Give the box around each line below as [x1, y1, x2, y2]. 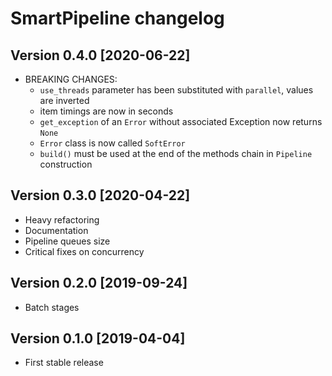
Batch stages [24, 301, 80, 313]
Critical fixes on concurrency [24, 245, 145, 257]
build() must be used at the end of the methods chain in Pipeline [39, 148, 313, 159]
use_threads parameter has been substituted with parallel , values [39, 84, 314, 96]
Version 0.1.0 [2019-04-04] [10, 330, 186, 347]
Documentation [24, 224, 89, 236]
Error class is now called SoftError [39, 137, 186, 149]
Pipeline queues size [24, 235, 111, 247]
